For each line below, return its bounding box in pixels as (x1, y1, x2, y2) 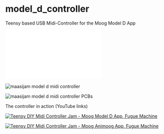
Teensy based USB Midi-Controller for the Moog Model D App (5, 20, 136, 26)
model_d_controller (5, 3, 89, 15)
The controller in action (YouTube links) (5, 103, 88, 109)
